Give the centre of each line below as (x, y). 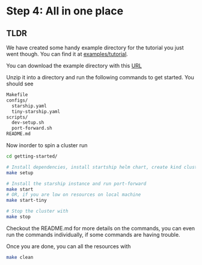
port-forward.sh (32, 128)
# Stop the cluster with (37, 212)
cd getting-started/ (32, 156)
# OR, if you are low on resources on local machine (74, 195)
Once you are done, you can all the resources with (69, 246)
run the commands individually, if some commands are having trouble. (93, 234)
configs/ (17, 100)
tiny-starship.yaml (36, 111)
